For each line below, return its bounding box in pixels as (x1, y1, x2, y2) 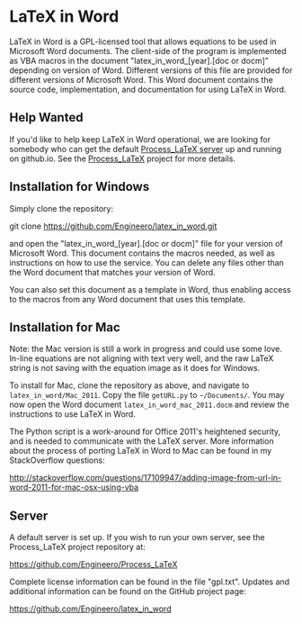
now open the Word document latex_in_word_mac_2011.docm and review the (9, 399, 289, 411)
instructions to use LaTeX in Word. (9, 409, 137, 420)
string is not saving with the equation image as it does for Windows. (9, 363, 261, 374)
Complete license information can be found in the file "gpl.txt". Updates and (9, 576, 290, 587)
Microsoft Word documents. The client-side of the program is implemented (9, 45, 287, 56)
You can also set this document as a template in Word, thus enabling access (9, 284, 291, 294)
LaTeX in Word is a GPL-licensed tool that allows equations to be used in (9, 36, 277, 47)
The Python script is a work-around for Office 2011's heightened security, (9, 426, 281, 438)
